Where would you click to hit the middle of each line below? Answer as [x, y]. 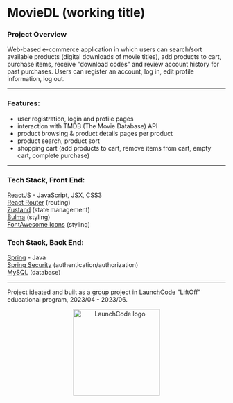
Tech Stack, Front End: [46, 180]
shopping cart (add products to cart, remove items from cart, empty [114, 148]
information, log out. [36, 79]
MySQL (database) [34, 273]
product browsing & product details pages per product [95, 133]
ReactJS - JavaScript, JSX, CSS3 [55, 195]
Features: [24, 103]
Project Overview [37, 35]
